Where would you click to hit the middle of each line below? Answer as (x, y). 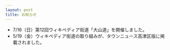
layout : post (19, 10)
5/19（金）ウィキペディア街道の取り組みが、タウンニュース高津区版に (86, 36)
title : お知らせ (21, 15)
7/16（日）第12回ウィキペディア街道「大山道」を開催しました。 (80, 30)
